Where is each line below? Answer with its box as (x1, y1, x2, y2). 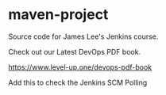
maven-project (8, 6, 109, 24)
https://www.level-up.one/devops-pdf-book (8, 62, 152, 72)
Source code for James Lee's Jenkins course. (8, 32, 159, 41)
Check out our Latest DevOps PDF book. (8, 47, 141, 56)
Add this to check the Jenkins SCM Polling (8, 78, 148, 87)
